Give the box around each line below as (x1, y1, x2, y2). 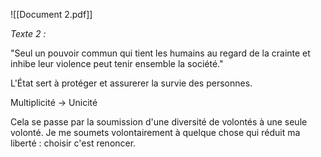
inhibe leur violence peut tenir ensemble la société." (10, 58, 224, 69)
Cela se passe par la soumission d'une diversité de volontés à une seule (10, 116, 308, 128)
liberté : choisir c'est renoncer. (10, 137, 137, 149)
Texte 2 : (10, 28, 47, 39)
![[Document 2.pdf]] (10, 9, 93, 20)
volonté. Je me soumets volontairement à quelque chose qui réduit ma (10, 127, 301, 138)
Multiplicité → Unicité (10, 97, 98, 108)
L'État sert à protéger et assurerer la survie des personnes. (10, 77, 253, 89)
